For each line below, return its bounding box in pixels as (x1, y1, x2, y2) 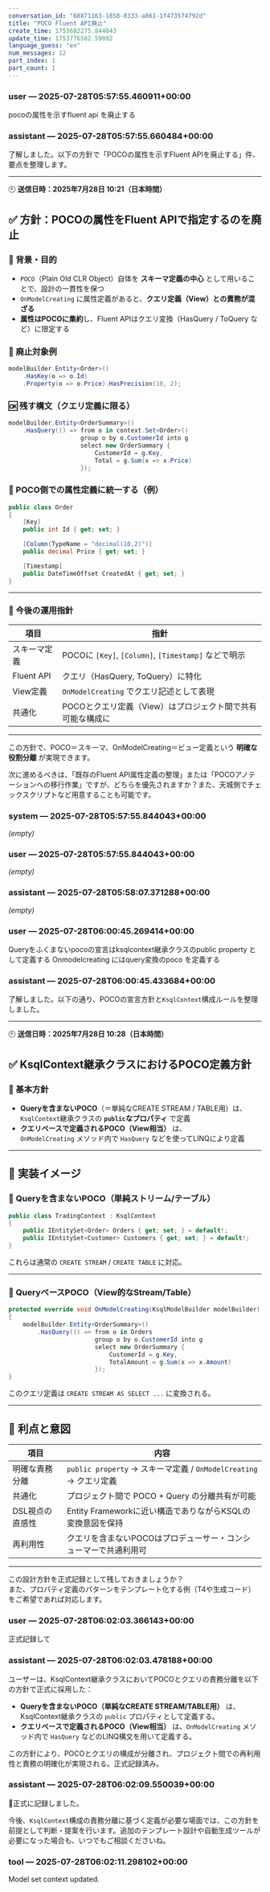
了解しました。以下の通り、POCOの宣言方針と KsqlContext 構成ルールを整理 (8, 995, 259, 1004)
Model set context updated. (8, 1874, 100, 1884)
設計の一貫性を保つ (40, 284, 104, 293)
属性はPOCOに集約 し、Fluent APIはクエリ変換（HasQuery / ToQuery (19, 314, 249, 324)
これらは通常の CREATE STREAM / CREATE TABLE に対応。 (8, 1258, 186, 1267)
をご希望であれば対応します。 (8, 1594, 107, 1604)
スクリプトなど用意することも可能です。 (22, 790, 156, 799)
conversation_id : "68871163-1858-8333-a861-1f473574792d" (8, 11, 207, 20)
